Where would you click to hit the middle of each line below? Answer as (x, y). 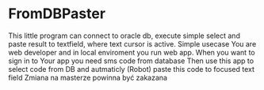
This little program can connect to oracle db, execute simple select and (124, 36)
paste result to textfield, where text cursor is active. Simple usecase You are (132, 43)
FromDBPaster (57, 14)
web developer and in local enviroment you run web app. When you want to (132, 52)
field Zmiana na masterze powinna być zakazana (88, 77)
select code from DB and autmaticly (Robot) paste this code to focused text (132, 69)
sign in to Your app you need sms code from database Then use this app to (131, 61)
